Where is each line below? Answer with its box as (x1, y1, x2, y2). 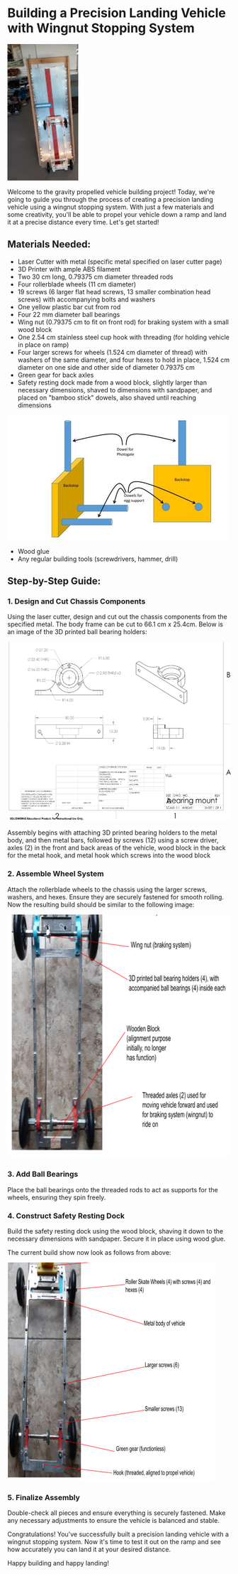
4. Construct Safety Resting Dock (7, 1211, 125, 1221)
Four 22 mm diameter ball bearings (17, 310, 120, 318)
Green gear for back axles (17, 370, 94, 379)
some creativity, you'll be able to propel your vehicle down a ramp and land (7, 210, 227, 218)
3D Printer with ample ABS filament (17, 264, 120, 273)
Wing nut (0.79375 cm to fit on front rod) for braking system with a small (17, 318, 229, 326)
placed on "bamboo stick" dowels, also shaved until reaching (17, 393, 197, 402)
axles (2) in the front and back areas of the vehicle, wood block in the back (7, 844, 226, 852)
